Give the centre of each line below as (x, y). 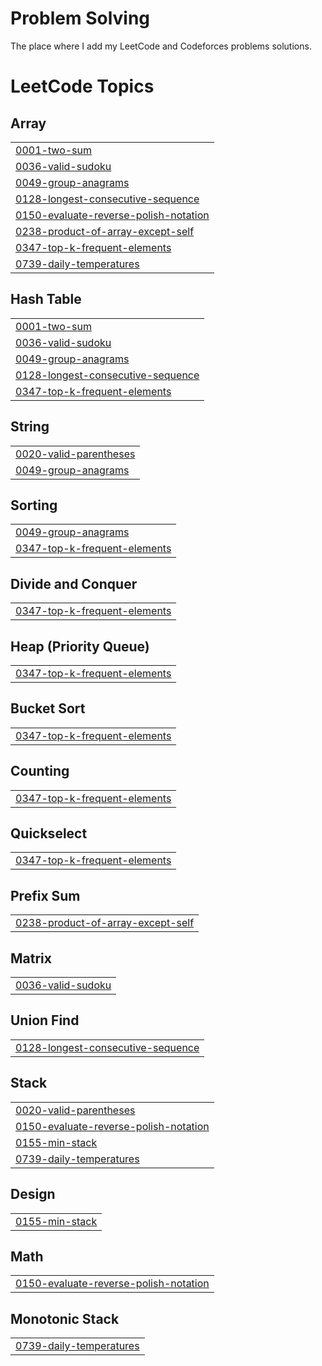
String (30, 427)
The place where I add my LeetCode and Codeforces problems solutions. (161, 46)
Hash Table (46, 299)
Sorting (34, 505)
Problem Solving (80, 18)
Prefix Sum (45, 895)
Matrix (31, 958)
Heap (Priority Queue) (80, 646)
